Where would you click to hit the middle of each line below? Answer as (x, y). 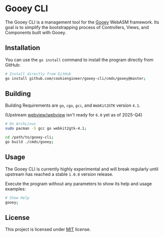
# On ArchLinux (21, 124)
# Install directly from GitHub (38, 74)
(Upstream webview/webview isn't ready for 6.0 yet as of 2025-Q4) (74, 115)
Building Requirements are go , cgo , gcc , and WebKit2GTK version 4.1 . (73, 105)
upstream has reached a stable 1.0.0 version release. (59, 174)
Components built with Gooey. (36, 32)
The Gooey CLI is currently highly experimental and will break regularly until (82, 169)
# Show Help (17, 198)
